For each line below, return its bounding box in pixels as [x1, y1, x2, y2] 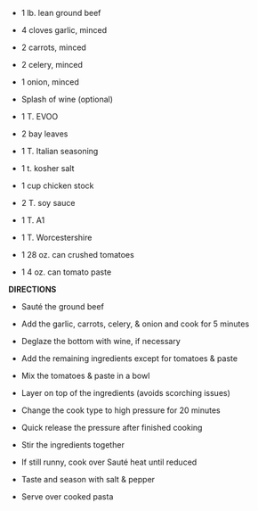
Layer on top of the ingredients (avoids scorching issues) [20, 388, 230, 398]
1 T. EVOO [20, 111, 59, 121]
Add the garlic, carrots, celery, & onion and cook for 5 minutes [20, 318, 250, 329]
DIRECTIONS [8, 284, 57, 294]
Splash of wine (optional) [20, 94, 113, 104]
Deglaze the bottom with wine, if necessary [20, 336, 181, 346]
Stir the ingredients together [20, 440, 125, 449]
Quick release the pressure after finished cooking [20, 423, 203, 433]
